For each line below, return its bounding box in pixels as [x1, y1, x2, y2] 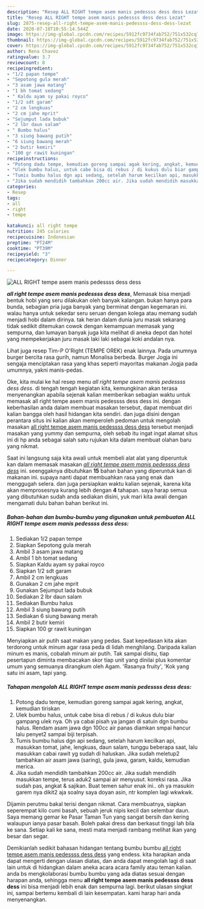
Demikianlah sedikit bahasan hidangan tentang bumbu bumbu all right [7, 844, 181, 852]
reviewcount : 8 [7, 59, 45, 65]
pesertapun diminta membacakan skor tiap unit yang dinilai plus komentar [7, 656, 191, 664]
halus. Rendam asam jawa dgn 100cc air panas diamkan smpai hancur [15, 724, 191, 731]
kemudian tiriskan [15, 705, 60, 713]
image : [7, 32, 24, 38]
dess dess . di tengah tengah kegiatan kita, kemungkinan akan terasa [7, 384, 178, 392]
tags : [7, 195, 21, 201]
